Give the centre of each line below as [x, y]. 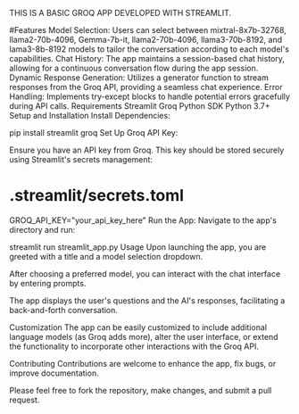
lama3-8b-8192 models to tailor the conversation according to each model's [149, 49]
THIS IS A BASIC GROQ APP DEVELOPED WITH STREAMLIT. [120, 13]
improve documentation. [54, 373]
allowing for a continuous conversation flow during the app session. [134, 68]
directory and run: [42, 229]
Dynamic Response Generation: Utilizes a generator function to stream [139, 78]
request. [25, 400]
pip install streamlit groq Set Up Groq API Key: [94, 132]
